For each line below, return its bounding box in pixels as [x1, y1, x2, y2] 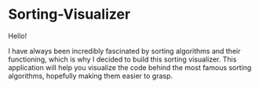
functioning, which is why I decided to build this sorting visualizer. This [8, 55, 237, 64]
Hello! [8, 31, 27, 40]
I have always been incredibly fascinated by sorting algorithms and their [8, 46, 241, 55]
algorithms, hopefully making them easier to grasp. [8, 71, 173, 80]
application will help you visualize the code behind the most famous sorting [8, 62, 252, 72]
